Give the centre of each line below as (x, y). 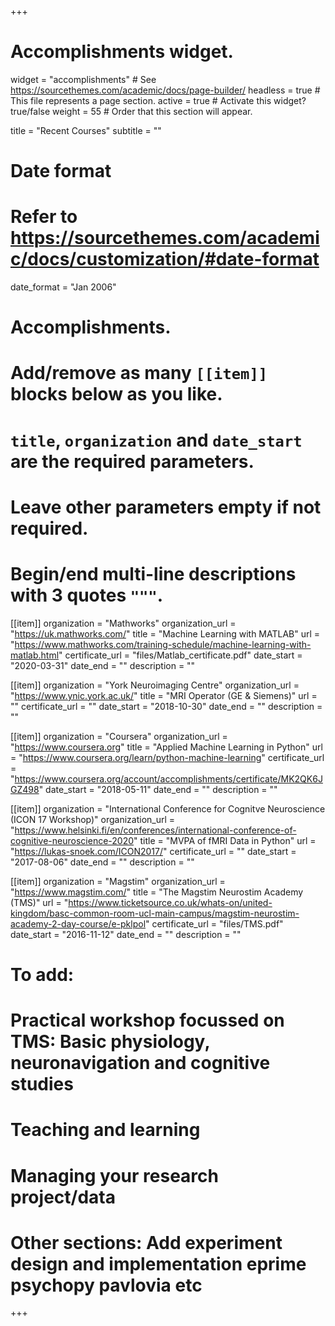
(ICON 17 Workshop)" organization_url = (93, 819)
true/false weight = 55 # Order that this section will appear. (131, 111)
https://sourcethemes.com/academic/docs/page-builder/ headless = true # (165, 90)
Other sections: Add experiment (146, 1242)
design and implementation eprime (158, 1263)
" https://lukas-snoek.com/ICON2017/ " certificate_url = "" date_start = (153, 851)
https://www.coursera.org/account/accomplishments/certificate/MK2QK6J (168, 778)
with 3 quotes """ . (87, 595)
